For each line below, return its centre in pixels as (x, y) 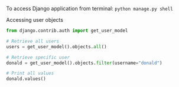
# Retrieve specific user (38, 57)
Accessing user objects (35, 20)
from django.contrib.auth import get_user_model (67, 31)
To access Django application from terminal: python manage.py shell (89, 9)
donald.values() (26, 79)
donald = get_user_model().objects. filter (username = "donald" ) (84, 63)
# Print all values (30, 73)
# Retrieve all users (33, 41)
